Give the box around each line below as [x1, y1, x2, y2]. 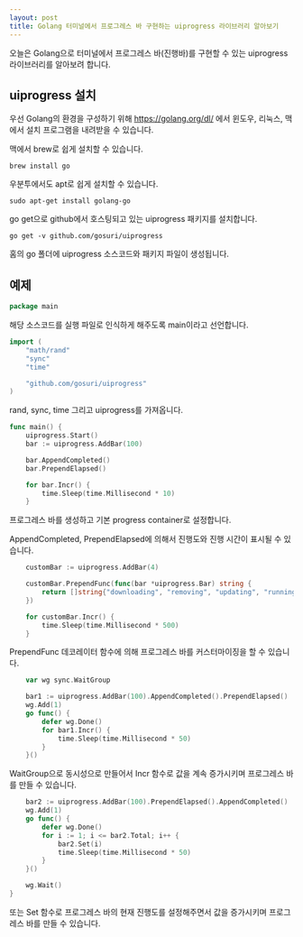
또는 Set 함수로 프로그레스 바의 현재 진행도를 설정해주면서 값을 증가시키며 [9, 906, 268, 917]
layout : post [9, 13, 59, 23]
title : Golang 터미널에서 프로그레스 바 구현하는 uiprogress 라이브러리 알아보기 [9, 22, 280, 31]
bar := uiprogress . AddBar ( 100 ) [25, 439, 143, 448]
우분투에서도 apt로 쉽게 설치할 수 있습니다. [9, 179, 159, 189]
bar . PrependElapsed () [25, 464, 106, 473]
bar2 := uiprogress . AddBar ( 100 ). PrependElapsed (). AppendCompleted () [25, 797, 289, 807]
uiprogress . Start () [25, 431, 99, 440]
